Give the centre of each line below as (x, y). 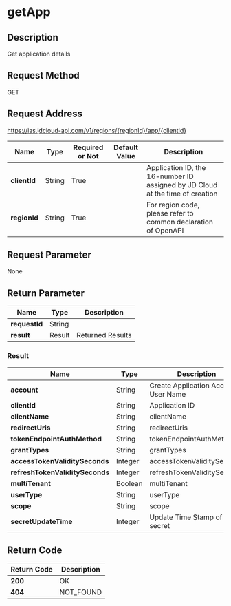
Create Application (179, 385)
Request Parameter (49, 255)
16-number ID (170, 176)
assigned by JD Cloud (182, 185)
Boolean (129, 483)
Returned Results (104, 335)
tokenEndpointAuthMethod (56, 439)
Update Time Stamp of (186, 517)
